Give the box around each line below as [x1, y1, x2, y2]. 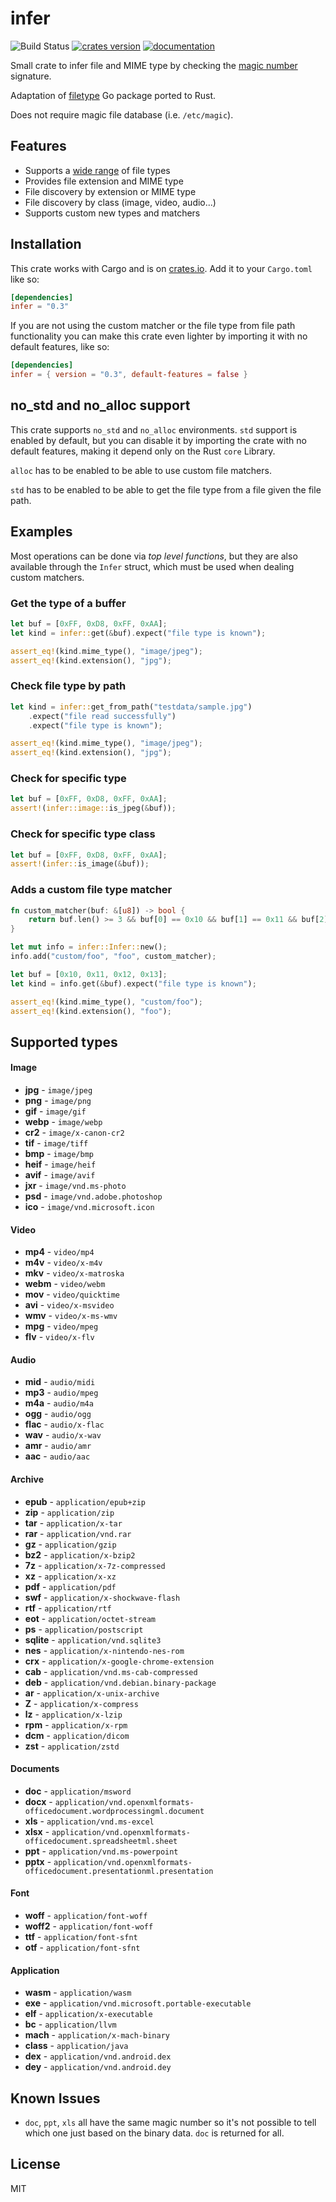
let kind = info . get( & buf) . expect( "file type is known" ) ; [10, 978, 257, 989]
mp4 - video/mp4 [24, 1246, 95, 1258]
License [10, 2156, 61, 2173]
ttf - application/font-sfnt [24, 1931, 138, 1943]
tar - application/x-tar [24, 1517, 123, 1529]
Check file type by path [10, 679, 127, 693]
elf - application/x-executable [24, 2008, 153, 2020]
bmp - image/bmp [24, 1148, 94, 1160]
